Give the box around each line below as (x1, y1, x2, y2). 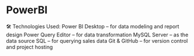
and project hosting (6, 43, 53, 50)
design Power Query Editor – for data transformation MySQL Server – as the (6, 31, 189, 38)
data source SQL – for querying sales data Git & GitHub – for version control (6, 37, 188, 44)
